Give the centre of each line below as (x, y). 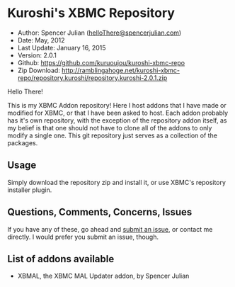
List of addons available (61, 259)
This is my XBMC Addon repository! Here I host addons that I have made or (117, 105)
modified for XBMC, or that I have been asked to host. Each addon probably (118, 113)
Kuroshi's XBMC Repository (91, 13)
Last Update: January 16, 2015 (62, 47)
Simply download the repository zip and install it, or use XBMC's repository (117, 182)
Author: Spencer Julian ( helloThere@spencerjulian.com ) (99, 33)
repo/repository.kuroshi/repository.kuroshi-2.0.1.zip (92, 78)
